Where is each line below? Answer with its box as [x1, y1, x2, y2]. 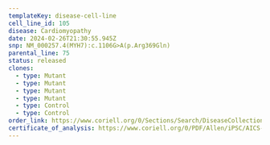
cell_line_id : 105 [8, 19, 70, 27]
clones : [8, 64, 35, 72]
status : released [8, 57, 67, 65]
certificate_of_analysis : [8, 124, 95, 132]
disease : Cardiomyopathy [8, 27, 92, 35]
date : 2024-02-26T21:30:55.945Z [8, 34, 117, 43]
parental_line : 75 [8, 49, 70, 57]
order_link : [8, 117, 48, 125]
